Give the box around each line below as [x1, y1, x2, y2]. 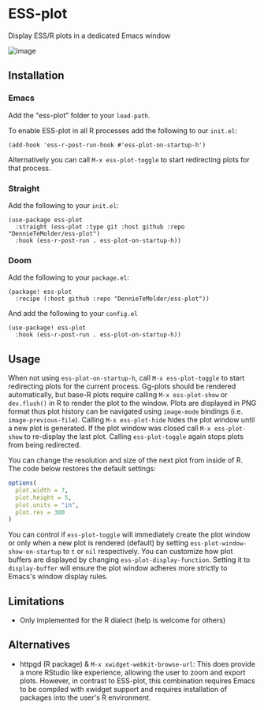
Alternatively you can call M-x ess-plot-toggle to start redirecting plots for [8, 154, 250, 164]
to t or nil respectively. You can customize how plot [62, 547, 233, 556]
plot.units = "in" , [15, 501, 80, 509]
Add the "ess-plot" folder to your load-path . [8, 110, 151, 120]
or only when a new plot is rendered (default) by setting [8, 538, 189, 548]
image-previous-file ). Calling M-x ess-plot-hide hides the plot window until [8, 415, 255, 425]
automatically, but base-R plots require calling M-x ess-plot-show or [8, 390, 229, 400]
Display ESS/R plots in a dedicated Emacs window [8, 31, 171, 40]
